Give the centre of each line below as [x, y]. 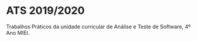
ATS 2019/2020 [45, 11]
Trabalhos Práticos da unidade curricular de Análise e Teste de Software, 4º [98, 27]
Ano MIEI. [18, 32]
